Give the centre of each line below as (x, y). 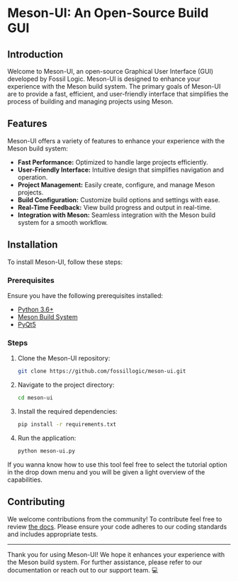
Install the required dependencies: (68, 411)
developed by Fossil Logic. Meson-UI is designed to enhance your (104, 79)
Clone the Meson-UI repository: (64, 358)
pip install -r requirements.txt (67, 424)
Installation (33, 245)
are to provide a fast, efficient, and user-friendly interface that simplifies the (118, 94)
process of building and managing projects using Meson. (90, 101)
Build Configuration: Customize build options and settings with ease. (119, 199)
